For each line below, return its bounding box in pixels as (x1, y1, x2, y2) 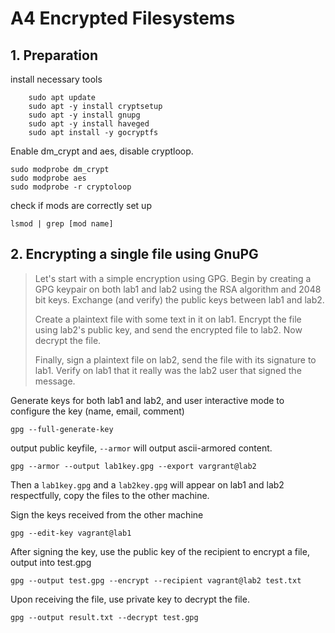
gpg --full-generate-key (10, 424, 114, 434)
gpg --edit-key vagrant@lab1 (10, 528, 132, 538)
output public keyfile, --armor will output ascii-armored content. (10, 442, 273, 454)
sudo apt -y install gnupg (28, 110, 141, 120)
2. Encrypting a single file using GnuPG (10, 246, 259, 263)
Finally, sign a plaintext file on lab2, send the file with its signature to (34, 353, 317, 366)
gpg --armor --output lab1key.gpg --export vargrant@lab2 (10, 461, 257, 471)
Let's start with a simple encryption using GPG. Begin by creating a (34, 272, 312, 284)
